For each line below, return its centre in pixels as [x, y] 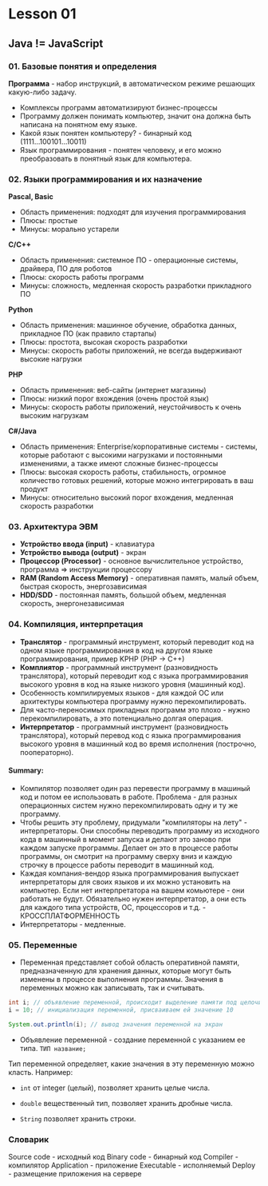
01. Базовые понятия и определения [83, 66]
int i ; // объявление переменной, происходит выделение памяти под [123, 1003]
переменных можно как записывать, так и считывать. [112, 988]
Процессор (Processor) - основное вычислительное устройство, [131, 561]
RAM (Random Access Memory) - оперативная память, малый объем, [139, 578]
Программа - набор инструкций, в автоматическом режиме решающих [132, 83]
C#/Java [23, 431]
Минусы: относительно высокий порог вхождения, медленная [126, 497]
